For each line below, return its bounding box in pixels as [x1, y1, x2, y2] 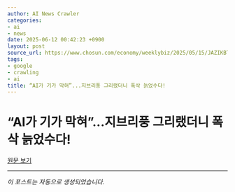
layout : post [7, 43, 45, 50]
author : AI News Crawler [7, 10, 80, 18]
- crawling [7, 69, 39, 76]
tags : [7, 56, 23, 63]
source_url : [7, 50, 42, 57]
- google [7, 62, 33, 69]
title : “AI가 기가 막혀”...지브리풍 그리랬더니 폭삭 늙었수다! [7, 82, 166, 89]
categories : [7, 17, 42, 24]
